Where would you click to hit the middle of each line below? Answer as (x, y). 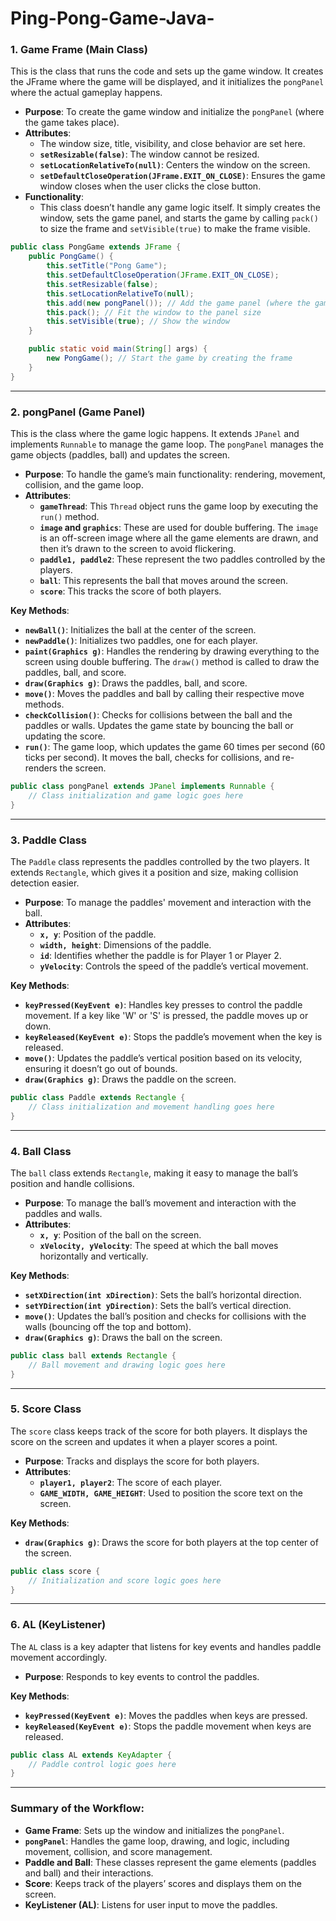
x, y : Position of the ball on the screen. (120, 1234)
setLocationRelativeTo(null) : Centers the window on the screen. (175, 165)
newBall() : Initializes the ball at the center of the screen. (140, 630)
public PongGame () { (71, 257)
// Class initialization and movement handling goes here (151, 1107)
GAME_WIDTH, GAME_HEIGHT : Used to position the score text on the (171, 1493)
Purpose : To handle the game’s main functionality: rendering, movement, (175, 474)
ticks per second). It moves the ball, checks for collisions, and (152, 758)
